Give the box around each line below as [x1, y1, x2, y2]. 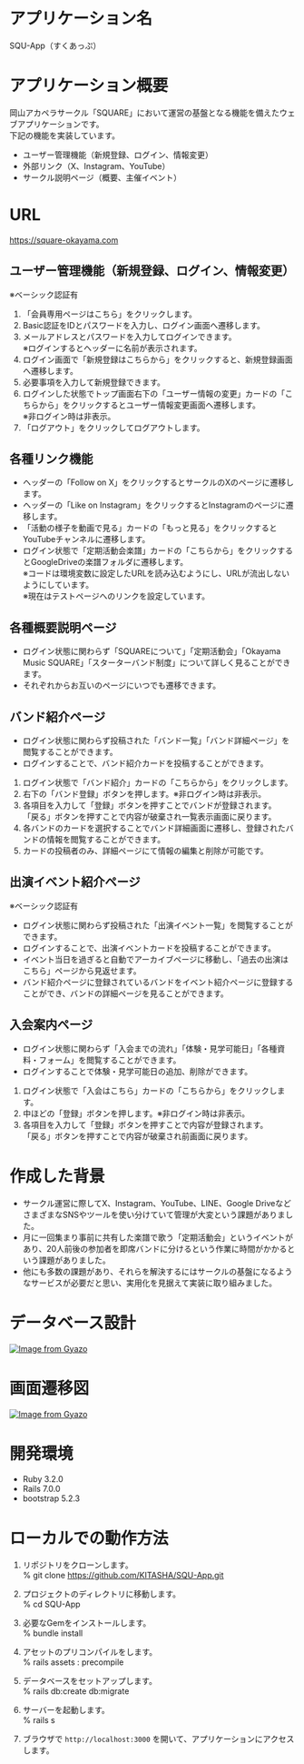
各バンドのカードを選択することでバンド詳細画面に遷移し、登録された [22, 822, 286, 833]
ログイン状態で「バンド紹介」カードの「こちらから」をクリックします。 [22, 777, 293, 788]
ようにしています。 [22, 580, 93, 590]
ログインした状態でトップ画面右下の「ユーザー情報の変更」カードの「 [22, 388, 286, 398]
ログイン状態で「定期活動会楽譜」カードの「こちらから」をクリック [22, 545, 278, 556]
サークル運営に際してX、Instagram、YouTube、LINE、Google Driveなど [22, 1197, 292, 1208]
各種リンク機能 [9, 451, 93, 467]
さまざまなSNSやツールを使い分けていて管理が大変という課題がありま [22, 1209, 286, 1220]
